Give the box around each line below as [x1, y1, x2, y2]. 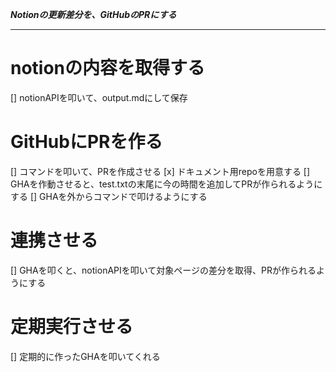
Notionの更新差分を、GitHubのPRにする [10, 9, 177, 20]
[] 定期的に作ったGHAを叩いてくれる [10, 350, 161, 362]
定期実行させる [10, 316, 134, 338]
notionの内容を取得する [10, 57, 206, 80]
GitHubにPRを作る [10, 131, 163, 153]
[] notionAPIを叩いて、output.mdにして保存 [10, 91, 188, 103]
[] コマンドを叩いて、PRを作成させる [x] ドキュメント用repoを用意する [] [10, 165, 311, 177]
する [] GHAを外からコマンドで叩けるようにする [10, 190, 208, 202]
